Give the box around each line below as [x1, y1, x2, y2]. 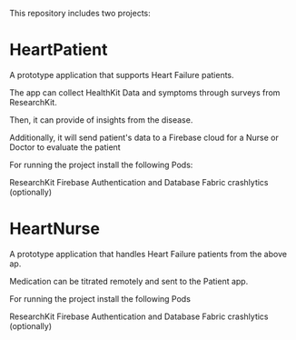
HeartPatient [9, 40, 108, 60]
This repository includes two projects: [9, 8, 152, 18]
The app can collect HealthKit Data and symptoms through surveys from [9, 86, 281, 98]
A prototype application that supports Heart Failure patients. [9, 69, 234, 80]
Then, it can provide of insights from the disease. [9, 114, 193, 125]
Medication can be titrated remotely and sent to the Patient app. [9, 275, 249, 286]
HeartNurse [9, 218, 100, 239]
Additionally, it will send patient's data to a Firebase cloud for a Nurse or [9, 132, 280, 143]
